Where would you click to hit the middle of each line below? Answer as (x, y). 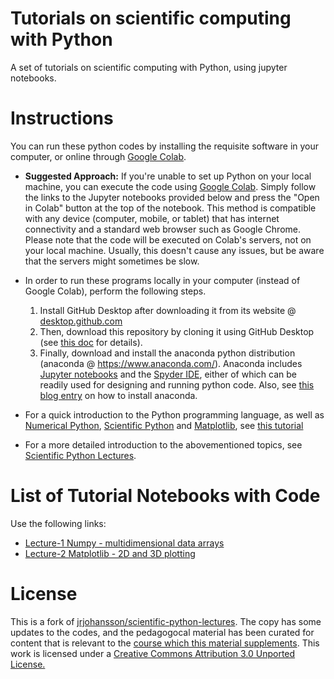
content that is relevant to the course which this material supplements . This (165, 643)
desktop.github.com (81, 321)
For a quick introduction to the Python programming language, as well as (174, 414)
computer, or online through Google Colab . (98, 156)
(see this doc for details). (91, 342)
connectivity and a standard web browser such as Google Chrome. (162, 229)
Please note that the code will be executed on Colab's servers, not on (168, 239)
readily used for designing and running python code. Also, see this (177, 384)
